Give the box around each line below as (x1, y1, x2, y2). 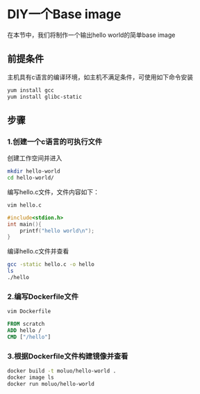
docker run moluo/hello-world (7, 380, 95, 387)
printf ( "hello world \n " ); (19, 227, 95, 234)
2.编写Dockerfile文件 (7, 292, 78, 301)
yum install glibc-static (7, 93, 82, 100)
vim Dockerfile (7, 308, 51, 315)
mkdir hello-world (7, 168, 60, 175)
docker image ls (7, 374, 54, 381)
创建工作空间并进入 (7, 154, 62, 162)
